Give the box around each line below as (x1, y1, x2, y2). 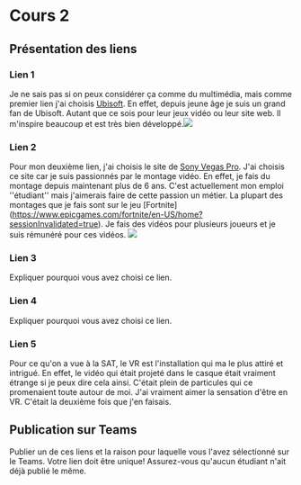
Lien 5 (9, 337, 37, 350)
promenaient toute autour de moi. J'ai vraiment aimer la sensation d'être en (9, 387, 288, 398)
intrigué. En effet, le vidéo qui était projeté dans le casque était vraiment (9, 368, 276, 379)
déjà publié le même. (9, 465, 87, 476)
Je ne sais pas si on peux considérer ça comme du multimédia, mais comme (9, 88, 292, 99)
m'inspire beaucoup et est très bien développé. (9, 118, 184, 129)
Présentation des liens (9, 41, 137, 57)
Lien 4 (9, 294, 38, 307)
